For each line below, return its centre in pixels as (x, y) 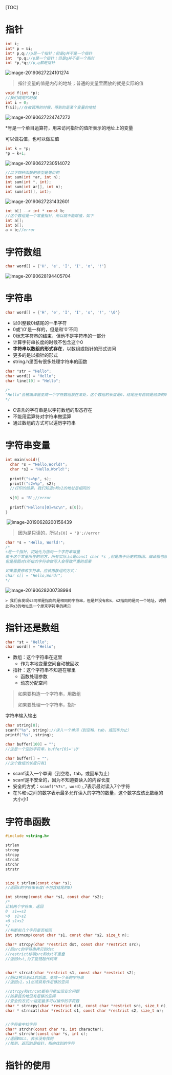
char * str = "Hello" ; (28, 371)
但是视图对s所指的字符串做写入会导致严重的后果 (48, 562)
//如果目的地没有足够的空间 (31, 996)
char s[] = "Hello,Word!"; (34, 575)
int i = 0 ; (17, 103)
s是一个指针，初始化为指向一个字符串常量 (43, 552)
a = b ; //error (20, 230)
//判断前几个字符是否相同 (29, 931)
